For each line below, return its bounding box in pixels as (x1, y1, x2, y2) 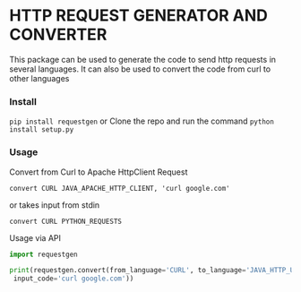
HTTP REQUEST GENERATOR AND (9, 5, 269, 26)
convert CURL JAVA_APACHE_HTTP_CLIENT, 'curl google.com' (9, 184, 230, 193)
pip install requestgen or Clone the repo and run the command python (9, 116, 275, 126)
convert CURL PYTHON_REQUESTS (9, 217, 123, 226)
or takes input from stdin (9, 199, 100, 210)
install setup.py (9, 125, 74, 134)
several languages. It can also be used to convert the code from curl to (9, 64, 271, 74)
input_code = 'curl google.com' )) (13, 274, 134, 283)
